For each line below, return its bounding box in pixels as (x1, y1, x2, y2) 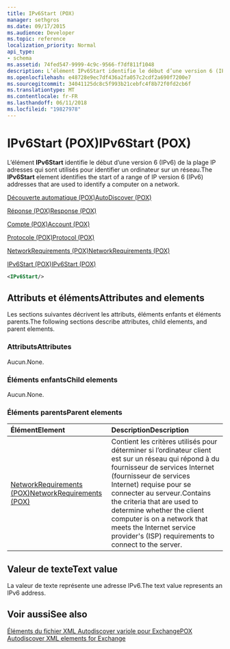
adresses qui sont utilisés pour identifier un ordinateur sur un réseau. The (7, 166, 212, 174)
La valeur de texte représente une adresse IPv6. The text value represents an (7, 582, 222, 590)
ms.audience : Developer (7, 29, 75, 36)
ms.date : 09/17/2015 (7, 23, 66, 30)
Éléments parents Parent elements (7, 407, 123, 417)
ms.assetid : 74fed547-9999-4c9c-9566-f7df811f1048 (7, 61, 155, 68)
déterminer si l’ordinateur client (111, 446, 212, 455)
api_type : (7, 49, 36, 56)
